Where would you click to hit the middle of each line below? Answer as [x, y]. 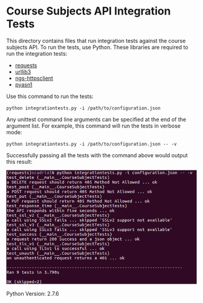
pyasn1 [24, 84]
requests [26, 65]
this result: [19, 161]
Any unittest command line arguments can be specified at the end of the [96, 119]
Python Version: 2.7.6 [33, 294]
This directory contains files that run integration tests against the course [96, 41]
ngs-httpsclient [34, 78]
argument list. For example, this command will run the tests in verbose [94, 126]
